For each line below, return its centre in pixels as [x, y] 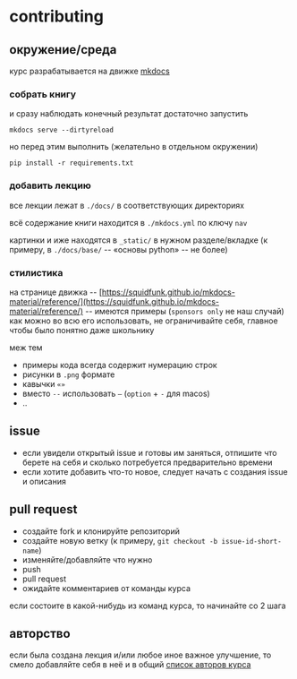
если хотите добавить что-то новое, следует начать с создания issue [155, 471]
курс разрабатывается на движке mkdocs [89, 71]
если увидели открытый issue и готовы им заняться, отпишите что [149, 452]
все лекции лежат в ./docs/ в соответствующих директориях [127, 205]
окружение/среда [63, 50]
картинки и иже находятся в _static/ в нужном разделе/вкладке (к [139, 240]
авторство [40, 633]
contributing [57, 17]
